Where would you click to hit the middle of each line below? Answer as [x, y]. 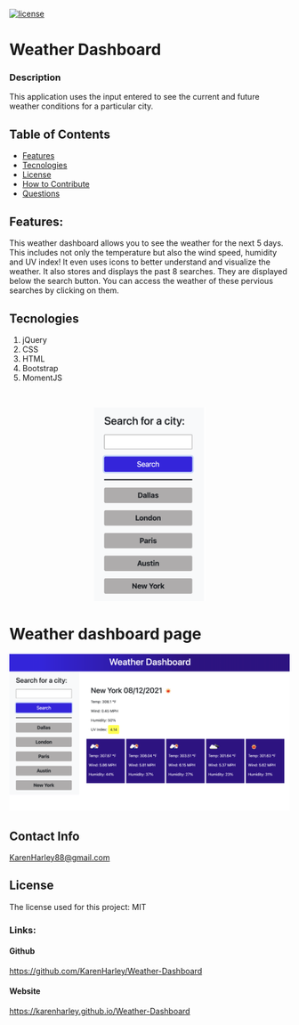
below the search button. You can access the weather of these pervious [141, 281]
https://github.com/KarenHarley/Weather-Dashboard [106, 971]
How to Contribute [56, 184]
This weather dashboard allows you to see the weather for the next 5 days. [146, 243]
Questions [41, 194]
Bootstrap [40, 368]
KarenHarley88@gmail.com [60, 857]
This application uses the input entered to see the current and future [134, 97]
